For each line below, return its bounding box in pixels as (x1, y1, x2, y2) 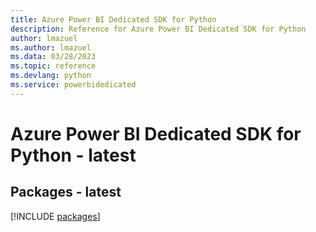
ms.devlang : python (10, 71, 92, 81)
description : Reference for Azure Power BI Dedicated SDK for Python (10, 24, 307, 34)
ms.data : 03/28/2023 (10, 52, 97, 62)
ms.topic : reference (10, 61, 97, 71)
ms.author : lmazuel (10, 42, 92, 53)
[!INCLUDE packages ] (10, 210, 101, 222)
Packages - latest (10, 184, 122, 201)
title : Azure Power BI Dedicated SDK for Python (10, 14, 217, 25)
